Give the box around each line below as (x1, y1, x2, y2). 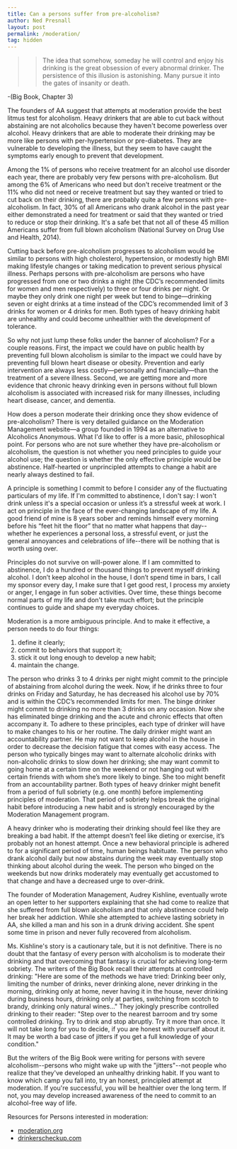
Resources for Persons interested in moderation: (7, 1113, 149, 1121)
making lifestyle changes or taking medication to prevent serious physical (7, 262, 222, 270)
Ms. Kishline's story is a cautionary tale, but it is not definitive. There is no (7, 942, 223, 950)
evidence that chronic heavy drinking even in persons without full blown (7, 381, 217, 390)
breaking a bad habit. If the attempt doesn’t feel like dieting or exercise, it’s (7, 831, 225, 840)
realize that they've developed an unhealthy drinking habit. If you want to (7, 1069, 220, 1077)
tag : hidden (7, 37, 42, 44)
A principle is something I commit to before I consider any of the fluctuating (7, 484, 228, 493)
